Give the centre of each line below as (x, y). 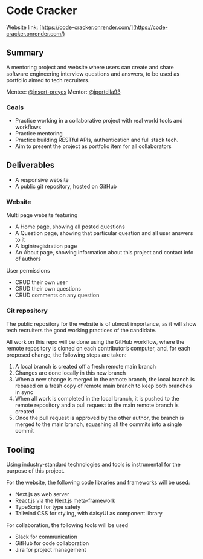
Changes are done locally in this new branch (70, 373)
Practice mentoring (39, 134)
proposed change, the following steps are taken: (66, 355)
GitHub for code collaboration (52, 543)
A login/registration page (46, 246)
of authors (28, 259)
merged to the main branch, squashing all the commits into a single (98, 424)
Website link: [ (24, 27)
